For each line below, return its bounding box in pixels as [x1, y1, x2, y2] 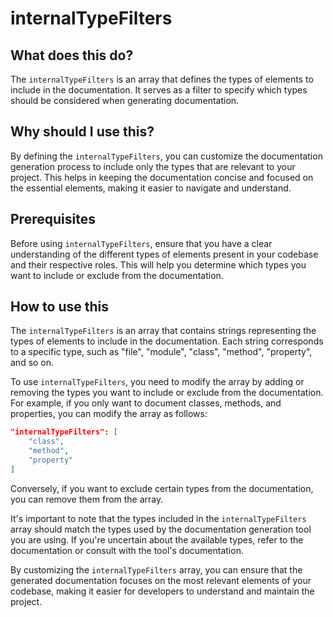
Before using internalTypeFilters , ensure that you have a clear [10, 237, 273, 249]
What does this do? [10, 47, 134, 64]
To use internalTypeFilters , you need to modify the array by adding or [10, 376, 305, 388]
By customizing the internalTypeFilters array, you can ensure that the [10, 563, 303, 576]
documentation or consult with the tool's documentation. [10, 544, 244, 556]
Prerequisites [10, 211, 96, 228]
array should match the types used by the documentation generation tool [10, 523, 312, 535]
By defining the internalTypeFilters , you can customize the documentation [10, 150, 323, 162]
